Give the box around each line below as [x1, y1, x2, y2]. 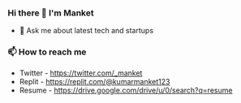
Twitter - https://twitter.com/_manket [19, 68, 143, 78]
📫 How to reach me [7, 46, 87, 58]
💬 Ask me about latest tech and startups [19, 26, 154, 36]
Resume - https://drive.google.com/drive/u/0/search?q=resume [19, 85, 233, 95]
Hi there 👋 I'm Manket [7, 7, 94, 19]
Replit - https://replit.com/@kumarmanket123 [19, 76, 170, 86]
